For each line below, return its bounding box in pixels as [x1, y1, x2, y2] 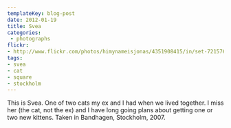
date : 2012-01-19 [7, 16, 57, 23]
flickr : [7, 42, 30, 49]
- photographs [10, 36, 51, 42]
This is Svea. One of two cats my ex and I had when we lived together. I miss [7, 99, 224, 107]
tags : [7, 55, 23, 62]
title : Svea [7, 23, 41, 29]
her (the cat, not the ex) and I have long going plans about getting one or [7, 106, 213, 114]
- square [7, 73, 32, 81]
